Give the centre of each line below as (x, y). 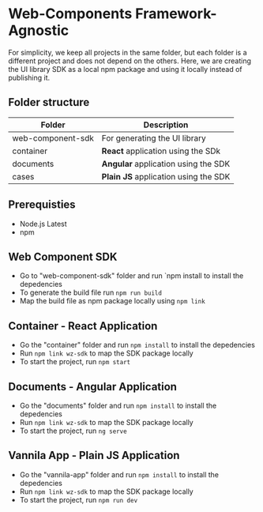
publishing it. (29, 77)
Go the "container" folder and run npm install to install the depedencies (137, 345)
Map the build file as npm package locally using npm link (112, 301)
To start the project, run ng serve (73, 431)
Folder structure (49, 102)
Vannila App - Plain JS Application (94, 456)
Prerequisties (42, 205)
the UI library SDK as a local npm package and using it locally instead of (125, 69)
